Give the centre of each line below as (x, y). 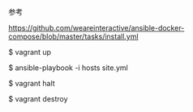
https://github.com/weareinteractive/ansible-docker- (96, 28)
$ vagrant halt (32, 83)
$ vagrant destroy (38, 99)
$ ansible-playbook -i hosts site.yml (68, 68)
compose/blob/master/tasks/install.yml (74, 36)
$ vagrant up (30, 52)
